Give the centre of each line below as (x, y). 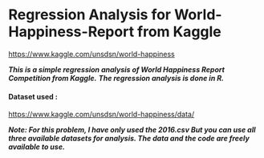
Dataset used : (33, 96)
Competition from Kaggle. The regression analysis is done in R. (116, 78)
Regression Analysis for (90, 15)
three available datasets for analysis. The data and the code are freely (129, 139)
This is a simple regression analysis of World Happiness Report (116, 69)
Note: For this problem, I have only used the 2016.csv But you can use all (132, 130)
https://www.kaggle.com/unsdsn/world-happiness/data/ (102, 115)
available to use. (37, 147)
